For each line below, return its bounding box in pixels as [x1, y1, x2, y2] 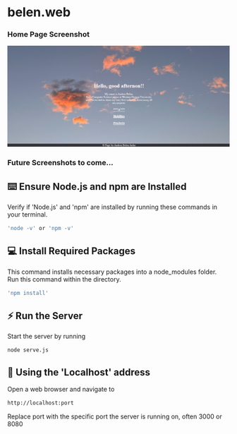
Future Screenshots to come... [7, 158, 114, 168]
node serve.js [7, 346, 49, 354]
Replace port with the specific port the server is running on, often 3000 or [7, 412, 222, 421]
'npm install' [7, 289, 49, 296]
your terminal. [7, 210, 48, 219]
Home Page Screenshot [7, 30, 90, 40]
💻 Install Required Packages [7, 245, 136, 258]
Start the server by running [7, 332, 86, 341]
